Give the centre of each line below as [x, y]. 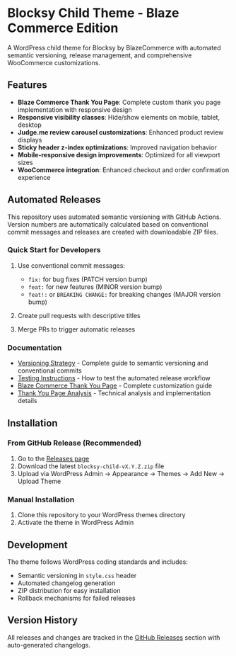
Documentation [35, 347]
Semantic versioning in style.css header [77, 575]
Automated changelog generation [66, 583]
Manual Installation [41, 499]
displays [30, 140]
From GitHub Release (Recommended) [75, 443]
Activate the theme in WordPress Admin [76, 523]
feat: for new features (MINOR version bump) [95, 287]
